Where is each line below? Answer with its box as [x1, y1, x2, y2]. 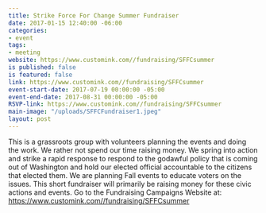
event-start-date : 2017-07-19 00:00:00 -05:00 [8, 85, 165, 94]
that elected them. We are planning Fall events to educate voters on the [8, 170, 242, 180]
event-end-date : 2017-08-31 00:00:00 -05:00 [8, 93, 158, 101]
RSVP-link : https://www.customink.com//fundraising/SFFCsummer [8, 100, 222, 108]
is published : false [8, 64, 77, 72]
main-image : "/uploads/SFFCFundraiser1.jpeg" [8, 108, 161, 116]
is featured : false [8, 71, 73, 79]
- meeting [8, 48, 41, 56]
